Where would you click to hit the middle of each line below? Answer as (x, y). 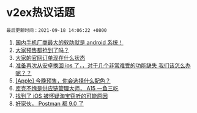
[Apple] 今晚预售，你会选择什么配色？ (63, 81)
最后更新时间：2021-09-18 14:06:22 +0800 (57, 30)
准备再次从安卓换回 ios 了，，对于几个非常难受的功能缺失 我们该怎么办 (103, 65)
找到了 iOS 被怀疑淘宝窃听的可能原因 (61, 96)
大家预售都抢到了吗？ (42, 50)
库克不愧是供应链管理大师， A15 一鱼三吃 (67, 88)
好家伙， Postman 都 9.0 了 (50, 103)
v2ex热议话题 (41, 13)
